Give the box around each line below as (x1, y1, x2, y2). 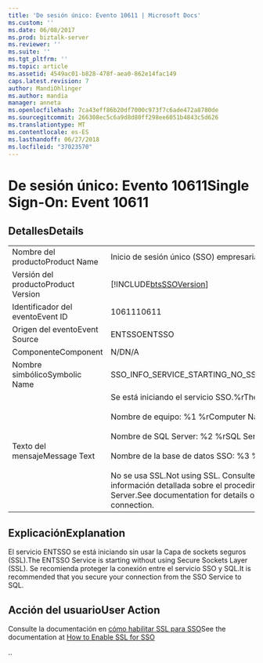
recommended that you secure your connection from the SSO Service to (8, 572, 242, 581)
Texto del (12, 441, 47, 452)
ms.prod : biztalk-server (8, 33, 89, 42)
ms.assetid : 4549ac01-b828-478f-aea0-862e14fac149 (8, 70, 177, 78)
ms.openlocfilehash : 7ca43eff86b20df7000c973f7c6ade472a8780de (8, 107, 219, 115)
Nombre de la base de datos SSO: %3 (110, 450, 250, 461)
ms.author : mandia (8, 92, 68, 100)
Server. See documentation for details (110, 490, 248, 501)
